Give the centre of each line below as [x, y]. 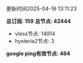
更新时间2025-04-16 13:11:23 [41, 9]
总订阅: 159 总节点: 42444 [39, 21]
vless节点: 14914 [35, 34]
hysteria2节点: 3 [34, 41]
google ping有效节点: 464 [38, 54]
